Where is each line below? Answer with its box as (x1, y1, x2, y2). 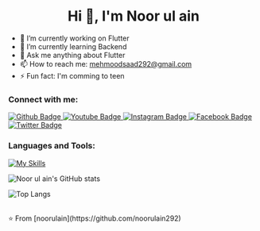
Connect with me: (8, 94, 79, 105)
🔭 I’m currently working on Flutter (19, 33, 130, 43)
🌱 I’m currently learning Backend (19, 41, 127, 51)
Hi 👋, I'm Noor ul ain (67, 7, 200, 25)
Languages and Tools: (8, 141, 95, 152)
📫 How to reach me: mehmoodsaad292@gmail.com (19, 59, 192, 68)
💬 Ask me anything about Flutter (19, 50, 126, 60)
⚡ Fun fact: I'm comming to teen (19, 71, 125, 80)
